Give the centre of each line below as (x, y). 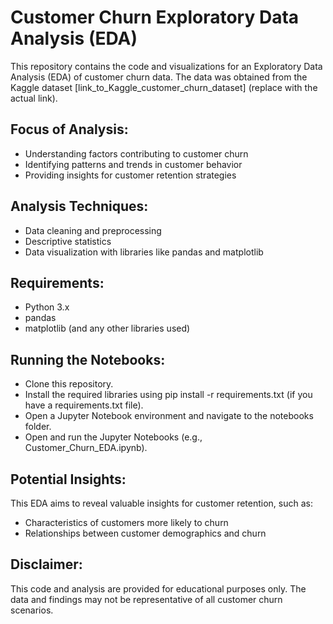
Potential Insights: (68, 479)
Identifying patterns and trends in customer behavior (133, 164)
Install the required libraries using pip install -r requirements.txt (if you (168, 395)
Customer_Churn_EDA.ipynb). (86, 448)
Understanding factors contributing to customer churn (136, 153)
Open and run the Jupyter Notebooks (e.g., (113, 437)
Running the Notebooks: (88, 359)
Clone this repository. (69, 384)
